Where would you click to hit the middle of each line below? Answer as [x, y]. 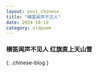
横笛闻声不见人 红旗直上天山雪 [49, 49]
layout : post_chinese [33, 11]
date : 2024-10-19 [27, 22]
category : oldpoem [29, 28]
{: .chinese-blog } [27, 63]
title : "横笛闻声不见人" [33, 17]
